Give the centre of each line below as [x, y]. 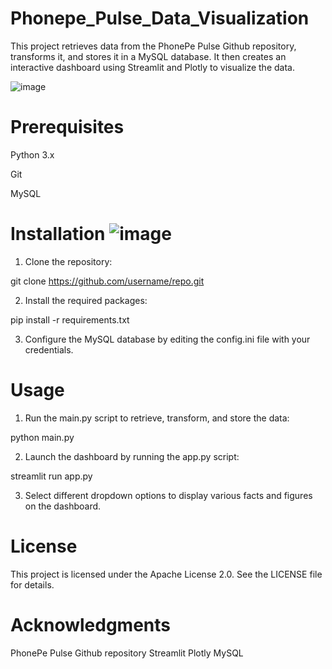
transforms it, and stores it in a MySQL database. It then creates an [148, 56]
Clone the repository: [68, 261]
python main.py [42, 437]
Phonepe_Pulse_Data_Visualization [160, 18]
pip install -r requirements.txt [70, 319]
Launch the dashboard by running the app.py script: [132, 456]
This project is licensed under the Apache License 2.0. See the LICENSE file [166, 574]
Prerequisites [67, 127]
